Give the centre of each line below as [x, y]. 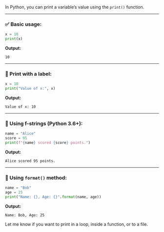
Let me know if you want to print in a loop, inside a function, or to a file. [76, 224]
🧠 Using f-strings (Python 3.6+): [44, 124]
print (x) [14, 39]
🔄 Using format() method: [36, 177]
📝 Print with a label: [29, 74]
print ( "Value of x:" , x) [30, 89]
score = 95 [16, 138]
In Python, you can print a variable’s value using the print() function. [75, 7]
